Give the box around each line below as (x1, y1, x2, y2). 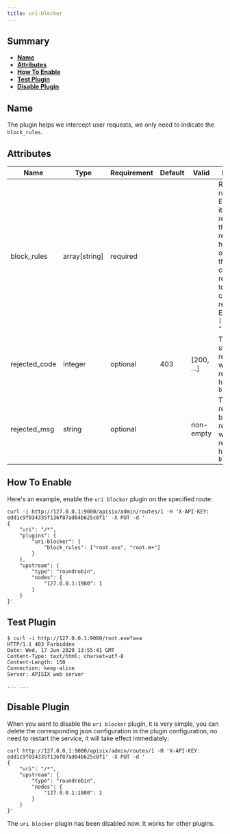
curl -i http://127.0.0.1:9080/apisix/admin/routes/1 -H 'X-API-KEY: (7, 508, 210, 515)
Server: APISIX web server (7, 670, 84, 678)
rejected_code (10, 359, 57, 369)
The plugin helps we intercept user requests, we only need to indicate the (7, 121, 215, 129)
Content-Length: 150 (7, 659, 66, 666)
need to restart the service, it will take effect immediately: (7, 734, 169, 742)
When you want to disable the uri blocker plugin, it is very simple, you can (7, 720, 219, 728)
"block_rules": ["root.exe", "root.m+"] (43, 544, 161, 551)
